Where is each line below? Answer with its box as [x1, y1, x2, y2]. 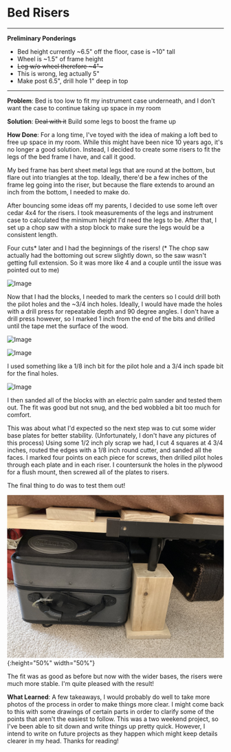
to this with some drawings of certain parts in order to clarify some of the [7, 707, 214, 715]
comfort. [7, 410, 32, 418]
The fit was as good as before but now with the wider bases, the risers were [7, 672, 223, 680]
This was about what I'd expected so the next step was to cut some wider [7, 424, 216, 432]
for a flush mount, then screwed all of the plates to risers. [7, 467, 170, 476]
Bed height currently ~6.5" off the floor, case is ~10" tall [16, 47, 175, 56]
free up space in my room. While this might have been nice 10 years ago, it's [7, 138, 223, 146]
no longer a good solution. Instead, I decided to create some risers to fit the [7, 145, 221, 153]
